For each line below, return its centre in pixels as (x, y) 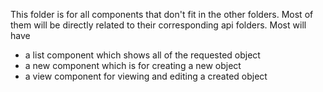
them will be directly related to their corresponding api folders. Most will (158, 25)
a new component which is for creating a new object (133, 65)
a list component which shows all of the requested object (142, 55)
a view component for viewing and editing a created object (146, 76)
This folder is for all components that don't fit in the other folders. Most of (162, 14)
